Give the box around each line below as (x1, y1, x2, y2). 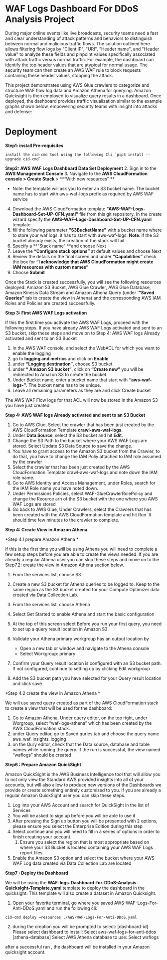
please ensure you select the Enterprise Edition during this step (12, 823, 143, 829)
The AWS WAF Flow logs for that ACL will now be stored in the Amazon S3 (5, 397, 158, 403)
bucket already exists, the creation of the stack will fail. (12, 237, 126, 243)
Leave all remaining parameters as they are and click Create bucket (12, 387, 151, 393)
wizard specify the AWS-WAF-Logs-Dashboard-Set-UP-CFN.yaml (12, 216, 152, 222)
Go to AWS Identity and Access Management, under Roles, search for (12, 480, 156, 486)
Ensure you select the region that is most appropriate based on (19, 839, 150, 845)
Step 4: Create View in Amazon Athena (5, 526, 88, 532)
